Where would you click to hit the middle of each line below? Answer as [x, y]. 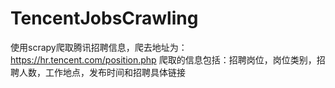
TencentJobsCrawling [104, 18]
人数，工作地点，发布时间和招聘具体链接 [102, 72]
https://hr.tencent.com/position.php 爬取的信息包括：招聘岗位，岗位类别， [163, 59]
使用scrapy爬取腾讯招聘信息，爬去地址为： [99, 47]
